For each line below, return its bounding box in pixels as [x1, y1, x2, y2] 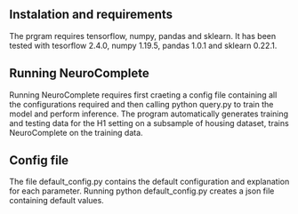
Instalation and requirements [9, 7, 173, 22]
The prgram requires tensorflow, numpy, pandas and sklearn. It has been [9, 30, 277, 41]
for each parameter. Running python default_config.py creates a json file [9, 186, 275, 196]
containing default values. [9, 195, 104, 206]
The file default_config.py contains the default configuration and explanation [9, 177, 290, 187]
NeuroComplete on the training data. [9, 127, 144, 138]
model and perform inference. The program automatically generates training [9, 108, 289, 119]
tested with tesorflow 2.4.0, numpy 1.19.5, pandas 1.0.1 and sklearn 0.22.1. [9, 40, 278, 51]
